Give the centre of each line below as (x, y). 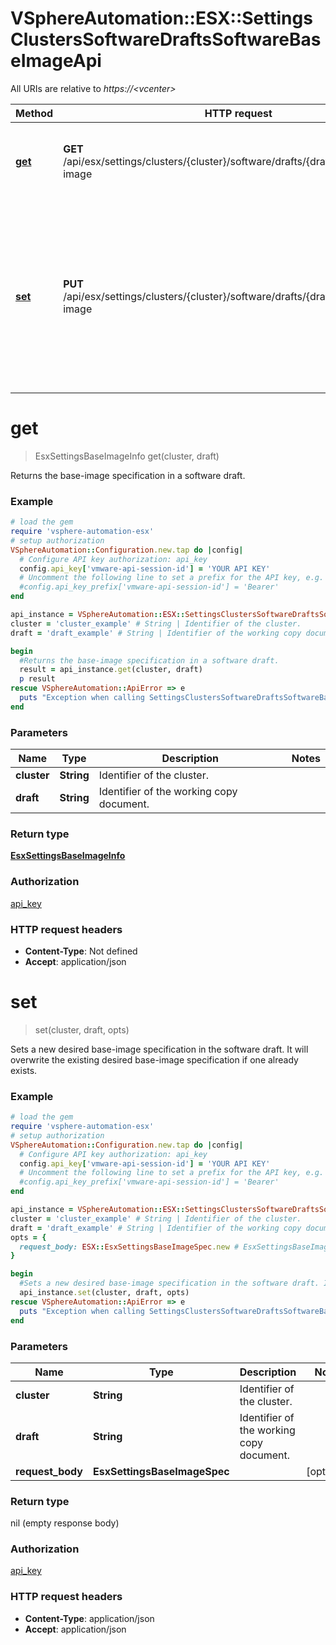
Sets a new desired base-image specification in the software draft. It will (159, 1049)
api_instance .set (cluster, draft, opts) (104, 1293)
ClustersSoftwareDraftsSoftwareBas (166, 39)
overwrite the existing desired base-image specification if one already (154, 1059)
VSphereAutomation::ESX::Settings (161, 18)
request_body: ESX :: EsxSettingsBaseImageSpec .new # (129, 1247)
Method (34, 113)
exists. (24, 1070)
